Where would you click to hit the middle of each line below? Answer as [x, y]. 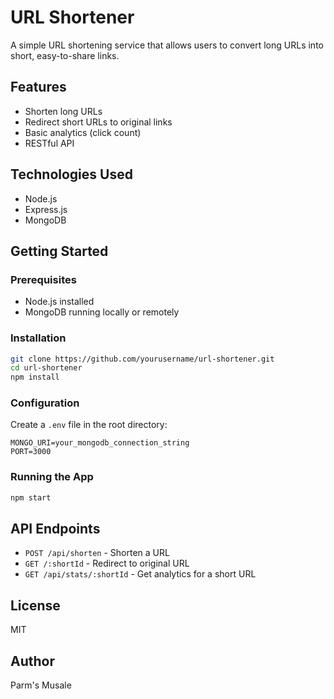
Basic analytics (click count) [83, 132]
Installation [38, 338]
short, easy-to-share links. [65, 55]
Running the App [52, 477]
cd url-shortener [46, 368]
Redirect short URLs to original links [98, 122]
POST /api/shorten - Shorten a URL [97, 553]
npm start [31, 497]
